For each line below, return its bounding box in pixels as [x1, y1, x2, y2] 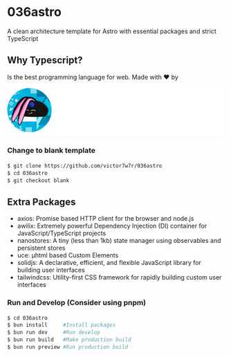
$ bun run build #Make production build [7, 336, 131, 343]
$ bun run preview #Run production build [7, 344, 129, 351]
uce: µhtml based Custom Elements [17, 251, 119, 259]
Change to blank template [7, 146, 95, 156]
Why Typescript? [7, 55, 83, 66]
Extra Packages [7, 196, 76, 208]
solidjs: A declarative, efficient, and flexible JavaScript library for [17, 259, 202, 267]
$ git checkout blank [7, 177, 70, 184]
